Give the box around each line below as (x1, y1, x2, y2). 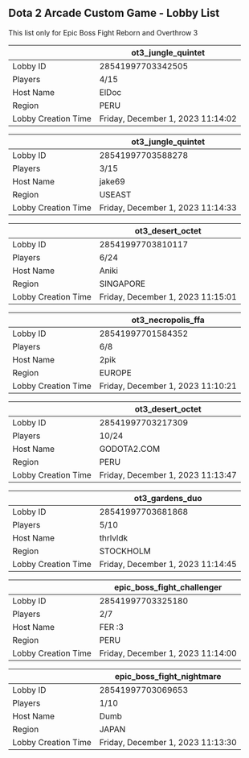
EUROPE (99, 367, 133, 378)
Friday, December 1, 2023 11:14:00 (99, 648, 237, 659)
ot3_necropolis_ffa (131, 314, 205, 325)
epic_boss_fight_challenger (113, 582, 222, 593)
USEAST (99, 188, 132, 200)
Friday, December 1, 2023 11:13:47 (99, 469, 237, 480)
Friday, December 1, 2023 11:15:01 (99, 291, 237, 302)
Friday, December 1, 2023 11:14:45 (99, 558, 237, 570)
